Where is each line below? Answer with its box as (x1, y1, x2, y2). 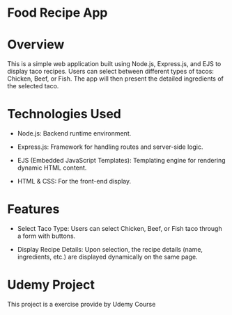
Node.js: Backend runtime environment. (17, 129, 132, 138)
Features (7, 202, 60, 217)
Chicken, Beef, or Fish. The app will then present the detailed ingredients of (7, 74, 224, 83)
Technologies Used (7, 106, 122, 122)
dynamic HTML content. (17, 163, 87, 172)
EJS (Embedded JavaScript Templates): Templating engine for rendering (17, 156, 226, 165)
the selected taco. (7, 82, 59, 90)
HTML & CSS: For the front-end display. (17, 177, 131, 186)
